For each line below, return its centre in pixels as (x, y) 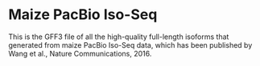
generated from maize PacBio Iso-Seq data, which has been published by (130, 45)
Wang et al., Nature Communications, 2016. (80, 53)
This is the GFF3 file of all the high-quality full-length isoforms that (119, 37)
